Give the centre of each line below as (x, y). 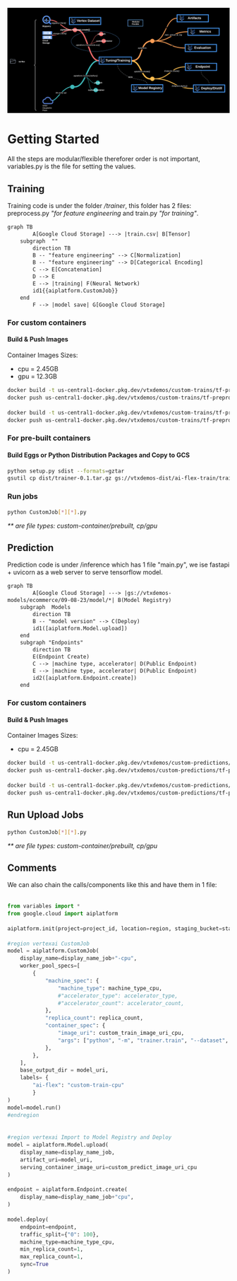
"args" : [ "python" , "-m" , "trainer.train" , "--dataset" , (143, 1041)
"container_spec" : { (75, 1026)
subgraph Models (45, 608)
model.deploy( (28, 1219)
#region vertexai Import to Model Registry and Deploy (90, 1137)
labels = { (35, 1078)
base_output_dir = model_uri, (65, 1070)
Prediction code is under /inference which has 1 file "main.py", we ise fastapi (119, 565)
